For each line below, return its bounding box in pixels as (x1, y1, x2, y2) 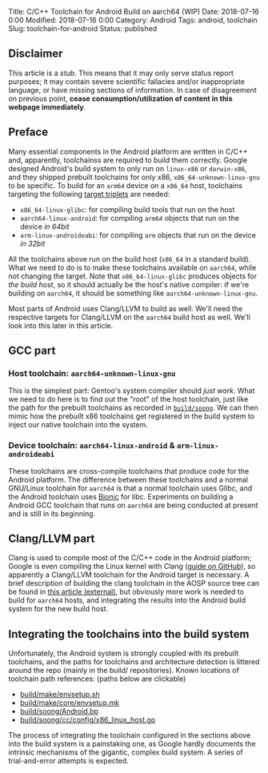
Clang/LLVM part (8, 532, 95, 545)
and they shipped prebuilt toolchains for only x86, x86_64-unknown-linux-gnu (8, 172, 260, 182)
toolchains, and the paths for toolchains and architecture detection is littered (8, 657, 260, 667)
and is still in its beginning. (8, 508, 96, 519)
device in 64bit (19, 222, 70, 231)
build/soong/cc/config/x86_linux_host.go (19, 715, 156, 725)
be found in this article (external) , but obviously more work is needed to (8, 587, 244, 597)
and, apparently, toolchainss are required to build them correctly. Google (8, 155, 248, 165)
